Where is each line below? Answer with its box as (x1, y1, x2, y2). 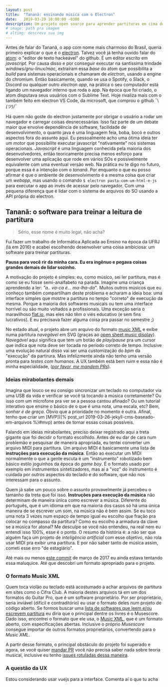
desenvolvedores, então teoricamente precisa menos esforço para (5, 151, 143, 157)
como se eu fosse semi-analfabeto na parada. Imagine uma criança (5, 279, 144, 285)
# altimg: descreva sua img (5, 31, 64, 36)
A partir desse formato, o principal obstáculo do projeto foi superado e (5, 641, 151, 647)
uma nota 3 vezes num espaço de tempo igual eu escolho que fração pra (5, 513, 156, 519)
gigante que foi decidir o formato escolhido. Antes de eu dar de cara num (5, 434, 157, 441)
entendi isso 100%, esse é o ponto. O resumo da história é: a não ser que (5, 529, 156, 535)
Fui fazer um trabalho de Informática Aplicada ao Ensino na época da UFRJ (5, 238, 160, 244)
